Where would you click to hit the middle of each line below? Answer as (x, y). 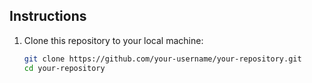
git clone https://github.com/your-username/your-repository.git (162, 59)
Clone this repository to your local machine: (113, 40)
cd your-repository (64, 68)
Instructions (48, 16)
